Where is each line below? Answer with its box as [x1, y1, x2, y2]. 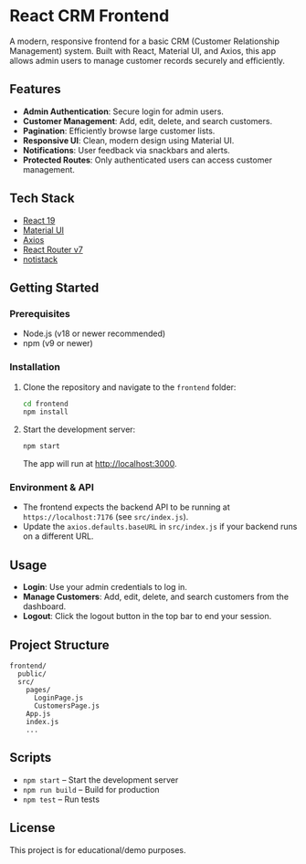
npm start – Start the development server [22, 774, 179, 785]
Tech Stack [9, 191, 75, 206]
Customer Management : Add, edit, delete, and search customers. [22, 115, 272, 126]
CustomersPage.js [33, 701, 100, 711]
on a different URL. [22, 531, 94, 542]
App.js [26, 710, 51, 719]
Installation [9, 361, 61, 374]
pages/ [26, 686, 51, 695]
